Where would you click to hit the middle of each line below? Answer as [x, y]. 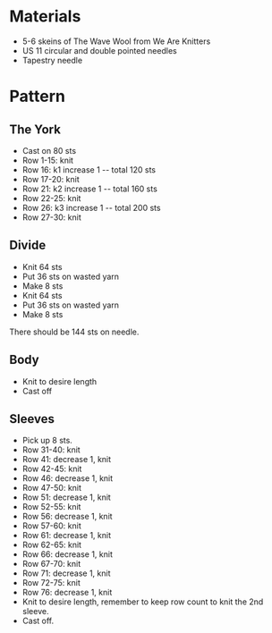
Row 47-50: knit [52, 488]
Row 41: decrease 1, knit [67, 460]
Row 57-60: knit [52, 526]
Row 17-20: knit [51, 179]
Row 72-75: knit [51, 583]
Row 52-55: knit [51, 507]
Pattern [37, 97]
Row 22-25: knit [51, 198]
